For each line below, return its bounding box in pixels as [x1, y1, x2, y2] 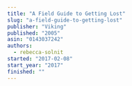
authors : [7, 42, 33, 49]
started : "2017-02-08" [7, 55, 73, 62]
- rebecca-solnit [13, 49, 64, 56]
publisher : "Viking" [7, 23, 67, 30]
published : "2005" [7, 29, 60, 37]
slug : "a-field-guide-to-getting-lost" [7, 17, 123, 24]
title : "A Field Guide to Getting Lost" [7, 10, 126, 17]
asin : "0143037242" [7, 36, 64, 43]
